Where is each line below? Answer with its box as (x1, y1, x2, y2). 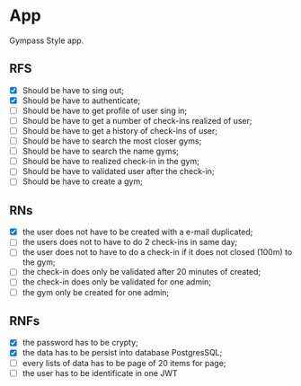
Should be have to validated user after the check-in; (22, 166, 215, 177)
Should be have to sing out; (22, 84, 124, 95)
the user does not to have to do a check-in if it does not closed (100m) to (22, 247, 293, 258)
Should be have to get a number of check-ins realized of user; (22, 115, 252, 126)
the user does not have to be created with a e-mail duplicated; (22, 226, 253, 238)
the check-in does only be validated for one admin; (22, 276, 212, 287)
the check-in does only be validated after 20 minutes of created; (22, 267, 261, 277)
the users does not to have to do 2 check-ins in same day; (22, 237, 238, 248)
